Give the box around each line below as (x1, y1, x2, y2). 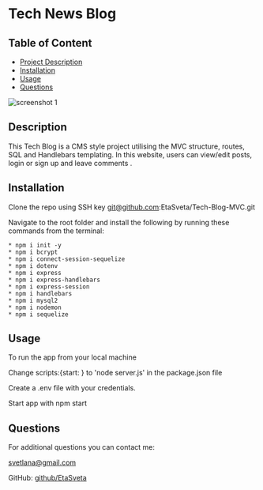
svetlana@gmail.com (8, 458, 77, 467)
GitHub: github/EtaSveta (8, 473, 87, 483)
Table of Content (8, 36, 92, 50)
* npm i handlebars (8, 289, 73, 297)
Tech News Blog (8, 5, 117, 23)
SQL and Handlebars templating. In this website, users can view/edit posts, (8, 149, 253, 159)
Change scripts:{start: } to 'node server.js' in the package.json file (8, 368, 223, 378)
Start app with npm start (8, 398, 88, 408)
